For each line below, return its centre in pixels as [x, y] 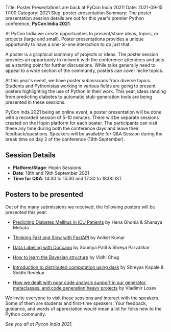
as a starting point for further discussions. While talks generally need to [80, 65]
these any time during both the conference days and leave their [72, 128]
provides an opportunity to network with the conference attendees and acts [85, 60]
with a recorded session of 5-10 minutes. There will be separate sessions [82, 117]
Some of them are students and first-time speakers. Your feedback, [76, 303]
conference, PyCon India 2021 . [38, 23]
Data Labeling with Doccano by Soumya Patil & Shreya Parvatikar [81, 247]
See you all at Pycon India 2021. [39, 324]
